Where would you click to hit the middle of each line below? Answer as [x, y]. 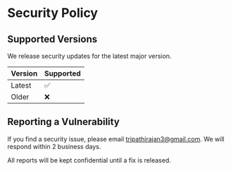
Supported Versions [52, 39]
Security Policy [53, 13]
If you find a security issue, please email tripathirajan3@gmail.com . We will [116, 138]
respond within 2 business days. [54, 146]
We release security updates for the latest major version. [89, 56]
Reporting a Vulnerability [63, 122]
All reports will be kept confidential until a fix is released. [89, 160]
